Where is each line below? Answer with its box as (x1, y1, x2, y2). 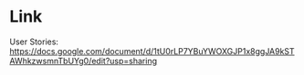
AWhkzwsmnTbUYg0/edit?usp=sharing (9, 55, 158, 66)
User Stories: (9, 36, 59, 47)
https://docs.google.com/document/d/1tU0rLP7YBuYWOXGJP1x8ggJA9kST (9, 45, 295, 56)
